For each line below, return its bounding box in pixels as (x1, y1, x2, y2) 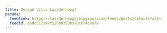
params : (5, 12, 21, 16)
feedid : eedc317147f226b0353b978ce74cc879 (9, 20, 99, 26)
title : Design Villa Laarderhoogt (5, 7, 77, 12)
